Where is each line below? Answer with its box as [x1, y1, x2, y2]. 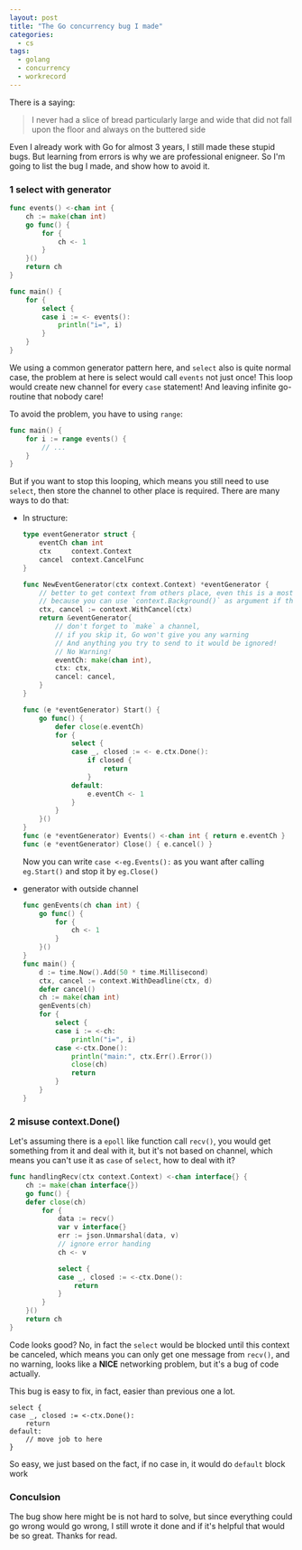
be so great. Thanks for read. [9, 1530, 118, 1541]
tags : [9, 47, 30, 56]
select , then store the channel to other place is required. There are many [9, 485, 280, 497]
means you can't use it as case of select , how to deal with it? [9, 1155, 236, 1166]
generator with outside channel [22, 882, 139, 894]
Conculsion [9, 1490, 61, 1503]
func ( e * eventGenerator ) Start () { [22, 705, 160, 714]
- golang [17, 55, 50, 64]
